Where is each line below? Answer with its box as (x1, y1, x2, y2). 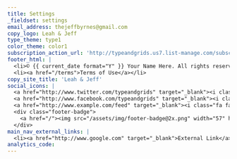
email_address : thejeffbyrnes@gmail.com (7, 23, 128, 30)
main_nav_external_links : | (7, 128, 90, 135)
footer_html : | (7, 56, 52, 63)
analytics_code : (7, 141, 55, 148)
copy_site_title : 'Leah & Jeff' (7, 75, 102, 83)
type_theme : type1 (7, 37, 61, 44)
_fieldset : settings (7, 17, 68, 24)
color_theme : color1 (7, 43, 68, 50)
